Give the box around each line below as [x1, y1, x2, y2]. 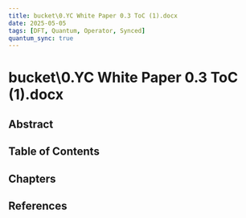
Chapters [8, 172, 56, 185]
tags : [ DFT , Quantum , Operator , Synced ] [8, 26, 146, 34]
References [8, 200, 68, 212]
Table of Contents [8, 145, 100, 159]
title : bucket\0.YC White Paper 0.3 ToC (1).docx [8, 11, 178, 20]
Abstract [8, 117, 54, 131]
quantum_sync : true [8, 34, 74, 42]
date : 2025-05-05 [8, 19, 67, 27]
